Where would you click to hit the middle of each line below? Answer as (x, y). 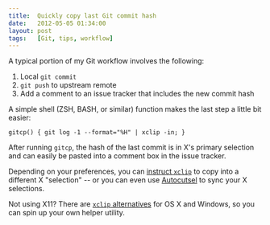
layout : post (30, 31)
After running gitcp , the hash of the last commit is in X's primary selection (131, 147)
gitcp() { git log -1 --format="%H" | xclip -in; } (97, 133)
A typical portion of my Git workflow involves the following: (106, 61)
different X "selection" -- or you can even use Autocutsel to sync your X (128, 180)
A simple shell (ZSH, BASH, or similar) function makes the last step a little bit (135, 109)
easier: (20, 118)
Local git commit (48, 76)
